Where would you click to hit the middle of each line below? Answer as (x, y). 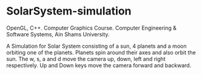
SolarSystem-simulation (69, 11)
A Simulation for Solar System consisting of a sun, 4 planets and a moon (96, 46)
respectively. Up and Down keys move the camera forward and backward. (99, 65)
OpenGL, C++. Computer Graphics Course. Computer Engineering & (92, 28)
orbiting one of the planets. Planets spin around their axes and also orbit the (101, 52)
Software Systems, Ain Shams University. (58, 34)
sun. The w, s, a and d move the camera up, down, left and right (86, 59)
